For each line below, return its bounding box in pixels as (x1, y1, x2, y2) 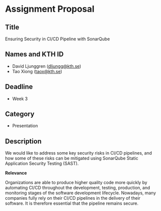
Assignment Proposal (5, 3, 94, 15)
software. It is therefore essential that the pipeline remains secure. (5, 200, 138, 207)
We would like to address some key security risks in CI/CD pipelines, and (5, 150, 152, 156)
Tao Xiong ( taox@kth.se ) (12, 68, 63, 74)
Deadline (5, 82, 33, 91)
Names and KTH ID (5, 50, 64, 58)
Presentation (12, 123, 38, 129)
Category (5, 110, 35, 118)
